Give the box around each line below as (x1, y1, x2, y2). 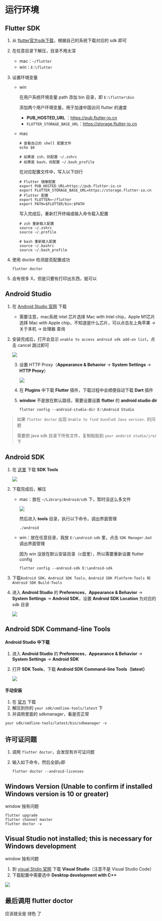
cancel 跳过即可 (17, 342, 49, 348)
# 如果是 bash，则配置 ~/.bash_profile (19, 160, 95, 164)
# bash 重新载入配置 (19, 239, 57, 244)
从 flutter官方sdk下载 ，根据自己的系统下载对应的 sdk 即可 (12, 37, 127, 43)
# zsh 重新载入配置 (19, 221, 54, 226)
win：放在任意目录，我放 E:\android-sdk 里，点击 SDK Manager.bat (19, 534, 152, 540)
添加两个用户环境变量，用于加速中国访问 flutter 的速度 (19, 105, 127, 110)
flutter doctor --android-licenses (12, 769, 84, 774)
